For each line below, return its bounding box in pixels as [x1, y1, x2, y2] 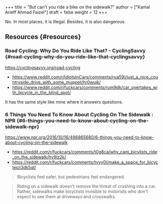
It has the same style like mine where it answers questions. [5, 99, 123, 105]
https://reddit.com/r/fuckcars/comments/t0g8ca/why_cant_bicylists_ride [12, 148, 158, 155]
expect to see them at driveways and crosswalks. [17, 193, 116, 199]
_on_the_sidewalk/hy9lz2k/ [12, 154, 67, 160]
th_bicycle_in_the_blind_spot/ [12, 90, 71, 95]
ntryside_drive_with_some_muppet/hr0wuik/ [12, 79, 101, 85]
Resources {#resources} [5, 33, 81, 41]
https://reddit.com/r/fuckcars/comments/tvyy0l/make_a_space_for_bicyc [12, 159, 159, 165]
